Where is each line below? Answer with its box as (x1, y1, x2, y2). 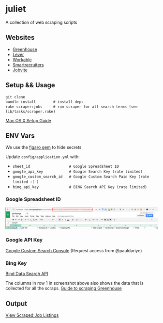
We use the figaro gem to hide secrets (5, 145, 82, 150)
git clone (5, 95, 26, 99)
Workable (12, 57, 32, 63)
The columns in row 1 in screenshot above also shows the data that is (5, 280, 144, 286)
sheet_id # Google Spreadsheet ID (12, 164, 119, 169)
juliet (5, 3, 26, 15)
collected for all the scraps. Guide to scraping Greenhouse (5, 285, 122, 291)
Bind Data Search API (5, 271, 48, 277)
